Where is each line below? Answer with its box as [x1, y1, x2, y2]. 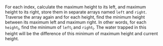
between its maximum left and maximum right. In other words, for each [5, 19, 147, 25]
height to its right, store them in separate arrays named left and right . [5, 9, 147, 15]
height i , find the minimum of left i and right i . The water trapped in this [5, 24, 147, 31]
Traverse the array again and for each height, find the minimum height [5, 14, 145, 20]
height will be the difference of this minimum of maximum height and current [5, 31, 158, 36]
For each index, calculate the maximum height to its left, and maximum [5, 4, 147, 10]
